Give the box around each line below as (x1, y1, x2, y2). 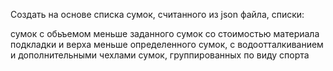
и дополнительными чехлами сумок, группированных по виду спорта (10, 49, 310, 61)
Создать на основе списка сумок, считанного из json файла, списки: (10, 9, 305, 20)
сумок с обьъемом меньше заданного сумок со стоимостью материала (10, 28, 320, 39)
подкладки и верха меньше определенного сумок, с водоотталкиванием (10, 39, 324, 50)
